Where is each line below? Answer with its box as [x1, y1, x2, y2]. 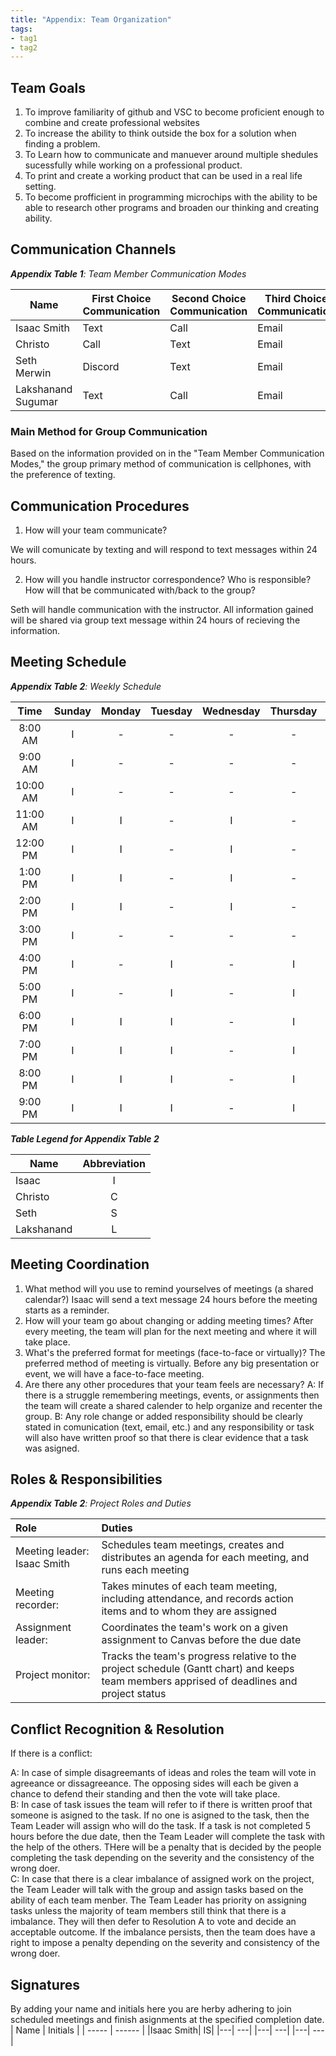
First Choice [91, 291, 152, 305]
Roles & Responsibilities [10, 1471, 163, 1488]
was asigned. [24, 1442, 80, 1454]
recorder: [15, 1598, 60, 1612]
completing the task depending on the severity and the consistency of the [10, 1852, 315, 1864]
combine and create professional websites [24, 117, 200, 129]
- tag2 [10, 42, 38, 53]
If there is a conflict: [10, 1747, 93, 1760]
